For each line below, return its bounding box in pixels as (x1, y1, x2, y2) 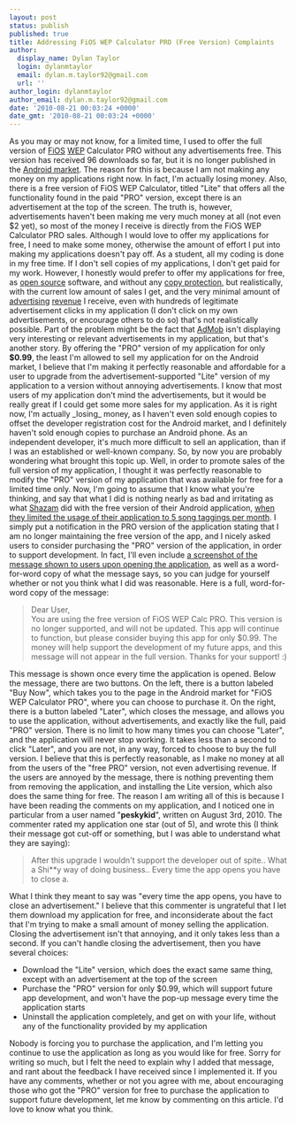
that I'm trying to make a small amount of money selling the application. (9, 919, 269, 930)
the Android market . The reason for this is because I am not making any (9, 165, 270, 175)
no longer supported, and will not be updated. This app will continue (30, 623, 280, 634)
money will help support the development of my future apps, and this (30, 642, 283, 653)
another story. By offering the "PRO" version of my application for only (9, 342, 266, 354)
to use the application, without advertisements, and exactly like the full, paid (9, 716, 286, 727)
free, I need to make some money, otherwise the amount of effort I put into (9, 240, 281, 250)
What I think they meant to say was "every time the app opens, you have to (9, 891, 283, 902)
